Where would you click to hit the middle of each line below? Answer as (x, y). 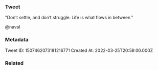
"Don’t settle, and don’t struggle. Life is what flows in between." (69, 18)
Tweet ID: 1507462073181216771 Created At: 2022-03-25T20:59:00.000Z (79, 50)
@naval (13, 27)
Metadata (17, 40)
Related (14, 63)
